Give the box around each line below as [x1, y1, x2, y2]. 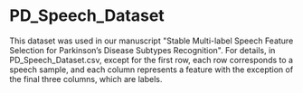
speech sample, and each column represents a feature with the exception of [9, 64, 294, 75]
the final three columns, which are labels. [9, 73, 163, 84]
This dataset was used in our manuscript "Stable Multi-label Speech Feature [9, 35, 294, 46]
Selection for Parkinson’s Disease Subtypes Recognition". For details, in [9, 44, 276, 55]
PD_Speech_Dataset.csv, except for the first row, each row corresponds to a [9, 54, 294, 65]
